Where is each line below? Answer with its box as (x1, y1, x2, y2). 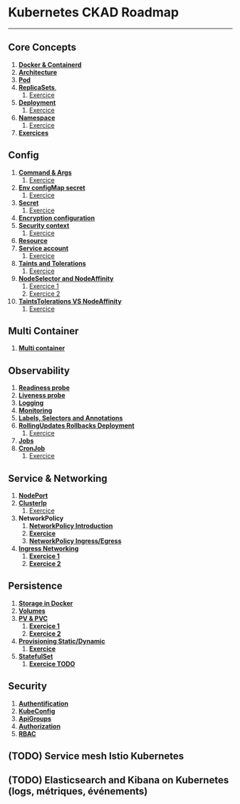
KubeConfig (18, 706, 56, 715)
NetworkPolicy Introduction (28, 522, 113, 530)
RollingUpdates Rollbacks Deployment (18, 421, 135, 430)
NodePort (18, 491, 48, 500)
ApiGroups (18, 714, 52, 723)
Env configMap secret (18, 183, 85, 192)
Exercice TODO (28, 659, 75, 668)
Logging (18, 398, 44, 407)
